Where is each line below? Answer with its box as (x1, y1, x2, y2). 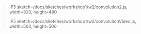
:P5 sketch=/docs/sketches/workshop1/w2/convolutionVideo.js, (9, 19, 137, 24)
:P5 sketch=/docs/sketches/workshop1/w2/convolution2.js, (9, 4, 128, 10)
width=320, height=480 (9, 9, 57, 15)
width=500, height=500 (9, 23, 57, 29)
